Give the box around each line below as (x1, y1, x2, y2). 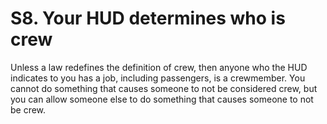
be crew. (10, 103, 47, 116)
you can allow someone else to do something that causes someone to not (10, 93, 314, 105)
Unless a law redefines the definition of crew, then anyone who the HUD (10, 61, 308, 73)
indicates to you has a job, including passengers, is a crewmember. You (10, 72, 306, 84)
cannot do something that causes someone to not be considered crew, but (10, 82, 318, 94)
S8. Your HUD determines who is (10, 7, 286, 30)
